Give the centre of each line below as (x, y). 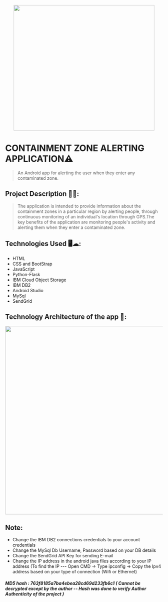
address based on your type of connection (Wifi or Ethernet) (75, 572)
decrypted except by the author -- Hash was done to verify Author (76, 588)
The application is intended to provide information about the (79, 206)
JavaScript (23, 269)
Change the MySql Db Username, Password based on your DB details (84, 550)
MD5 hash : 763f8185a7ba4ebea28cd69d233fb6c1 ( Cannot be (73, 583)
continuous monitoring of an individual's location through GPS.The (86, 216)
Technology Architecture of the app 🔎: (66, 317)
